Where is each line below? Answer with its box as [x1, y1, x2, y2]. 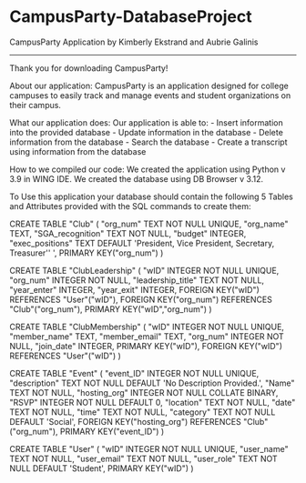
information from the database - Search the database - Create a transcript [9, 136, 288, 147]
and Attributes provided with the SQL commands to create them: [9, 200, 251, 211]
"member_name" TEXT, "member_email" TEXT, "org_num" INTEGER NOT [9, 330, 284, 342]
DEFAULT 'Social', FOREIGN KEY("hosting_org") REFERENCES [9, 416, 241, 427]
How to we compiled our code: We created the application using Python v [9, 164, 286, 175]
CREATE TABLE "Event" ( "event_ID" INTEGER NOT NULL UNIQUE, [9, 367, 260, 378]
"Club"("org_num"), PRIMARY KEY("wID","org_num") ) [9, 303, 212, 315]
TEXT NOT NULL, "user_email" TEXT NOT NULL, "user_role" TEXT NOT [9, 453, 278, 464]
